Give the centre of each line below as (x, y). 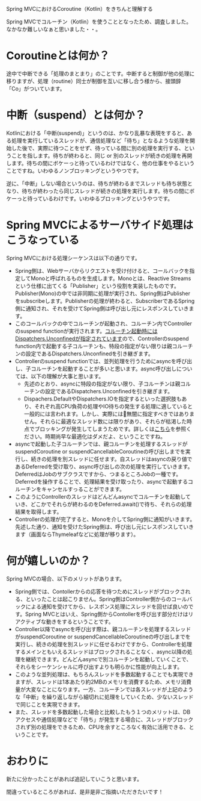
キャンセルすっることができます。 (83, 489)
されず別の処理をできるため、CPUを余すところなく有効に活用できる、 (102, 727)
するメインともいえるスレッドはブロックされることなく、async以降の (101, 652)
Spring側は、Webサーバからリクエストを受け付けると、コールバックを (102, 270)
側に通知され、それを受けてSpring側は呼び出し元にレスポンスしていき (102, 308)
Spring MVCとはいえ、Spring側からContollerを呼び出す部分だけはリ (109, 614)
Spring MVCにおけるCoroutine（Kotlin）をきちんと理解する (79, 9)
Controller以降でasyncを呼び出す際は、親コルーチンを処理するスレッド (103, 629)
